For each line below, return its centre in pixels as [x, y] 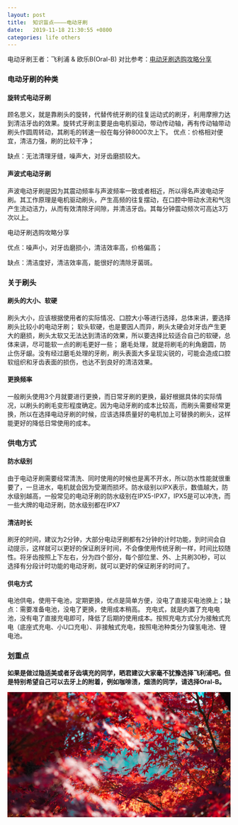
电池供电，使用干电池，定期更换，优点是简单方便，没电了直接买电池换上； [116, 601]
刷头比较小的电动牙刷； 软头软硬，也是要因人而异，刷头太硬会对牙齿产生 [114, 326]
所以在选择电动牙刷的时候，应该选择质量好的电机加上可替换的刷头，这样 [125, 414]
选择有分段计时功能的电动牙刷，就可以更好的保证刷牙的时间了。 [100, 566]
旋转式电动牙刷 [29, 97]
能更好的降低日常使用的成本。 [51, 423]
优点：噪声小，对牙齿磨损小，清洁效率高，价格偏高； [85, 247]
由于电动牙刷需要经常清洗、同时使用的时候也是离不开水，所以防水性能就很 [116, 478]
